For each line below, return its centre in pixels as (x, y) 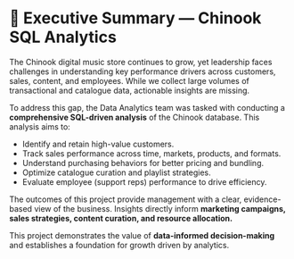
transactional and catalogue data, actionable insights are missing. (130, 90)
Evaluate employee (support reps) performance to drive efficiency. (144, 181)
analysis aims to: (40, 126)
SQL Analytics (63, 37)
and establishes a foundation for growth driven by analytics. (119, 245)
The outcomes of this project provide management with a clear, (126, 199)
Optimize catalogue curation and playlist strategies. (116, 172)
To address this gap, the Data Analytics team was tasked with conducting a (147, 107)
